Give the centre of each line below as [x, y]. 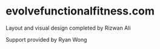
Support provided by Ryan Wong [46, 39]
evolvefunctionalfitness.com [80, 11]
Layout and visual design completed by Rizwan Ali [68, 28]
